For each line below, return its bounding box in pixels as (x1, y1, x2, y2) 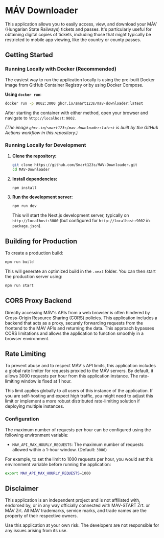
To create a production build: (5, 250, 64, 256)
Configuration (5, 416, 39, 422)
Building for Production (5, 237, 77, 245)
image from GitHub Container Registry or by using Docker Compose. (5, 82, 143, 88)
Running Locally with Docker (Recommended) (5, 66, 117, 72)
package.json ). (12, 223, 42, 229)
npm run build (5, 259, 34, 264)
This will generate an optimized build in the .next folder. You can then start (5, 268, 156, 274)
